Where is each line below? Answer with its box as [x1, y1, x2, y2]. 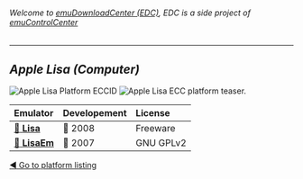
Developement [62, 107, 128, 120]
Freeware [135, 122, 176, 135]
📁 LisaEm [14, 137, 54, 149]
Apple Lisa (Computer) [9, 61, 140, 76]
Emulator [14, 107, 54, 120]
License [135, 107, 170, 120]
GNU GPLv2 [135, 137, 187, 149]
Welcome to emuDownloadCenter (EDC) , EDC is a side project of [9, 7, 251, 18]
